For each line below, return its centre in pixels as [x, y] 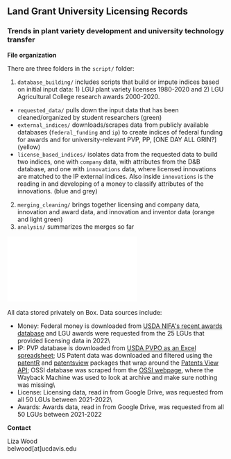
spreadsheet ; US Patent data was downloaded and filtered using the [115, 355]
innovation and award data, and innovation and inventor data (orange [116, 211]
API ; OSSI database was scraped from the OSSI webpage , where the [115, 370]
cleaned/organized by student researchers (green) [89, 117]
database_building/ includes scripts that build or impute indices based [118, 82]
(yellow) [29, 147]
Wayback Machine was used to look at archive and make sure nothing [117, 377]
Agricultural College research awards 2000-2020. [88, 96]
